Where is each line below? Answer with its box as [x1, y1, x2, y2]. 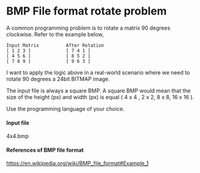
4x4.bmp [6, 132, 29, 140]
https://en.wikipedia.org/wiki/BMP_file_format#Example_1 [6, 160, 149, 167]
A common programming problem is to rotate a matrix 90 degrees [6, 24, 171, 31]
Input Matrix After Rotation [6, 42, 104, 48]
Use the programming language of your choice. [6, 105, 125, 113]
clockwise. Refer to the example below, [6, 30, 104, 38]
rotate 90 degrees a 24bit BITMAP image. [6, 75, 110, 82]
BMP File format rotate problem [6, 4, 167, 18]
